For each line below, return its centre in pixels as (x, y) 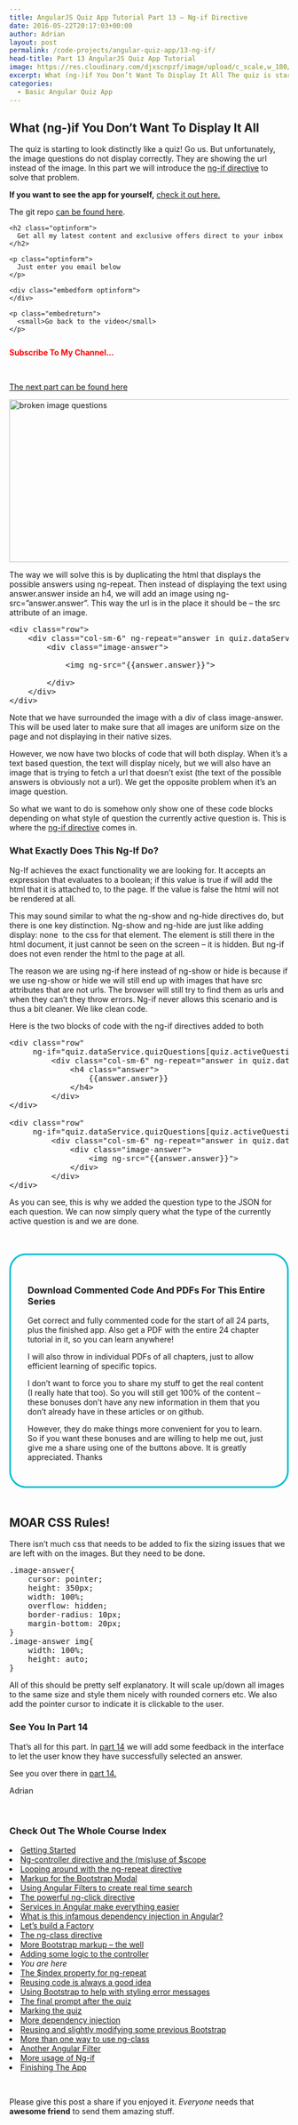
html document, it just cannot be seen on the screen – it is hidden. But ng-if (147, 944)
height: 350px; (61, 1588)
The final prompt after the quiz (76, 2001)
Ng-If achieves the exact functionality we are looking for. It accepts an (137, 870)
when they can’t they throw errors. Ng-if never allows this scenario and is (143, 999)
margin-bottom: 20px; (75, 1624)
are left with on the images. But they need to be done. (107, 1553)
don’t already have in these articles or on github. (116, 1411)
